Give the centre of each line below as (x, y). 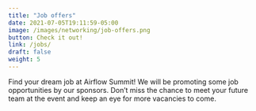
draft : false (30, 52)
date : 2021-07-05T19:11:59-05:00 (63, 23)
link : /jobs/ (30, 45)
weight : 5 (25, 60)
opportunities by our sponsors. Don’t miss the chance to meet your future (128, 90)
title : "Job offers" (42, 15)
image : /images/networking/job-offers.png (79, 30)
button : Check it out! (46, 37)
